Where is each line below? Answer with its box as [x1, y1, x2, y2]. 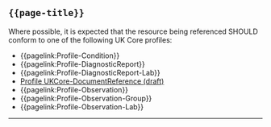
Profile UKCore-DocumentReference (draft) [19, 76, 165, 86]
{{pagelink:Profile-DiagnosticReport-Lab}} [19, 68, 161, 77]
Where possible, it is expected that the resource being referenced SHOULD [8, 27, 258, 36]
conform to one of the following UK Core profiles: [8, 35, 173, 44]
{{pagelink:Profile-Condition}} [19, 51, 120, 60]
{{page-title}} [8, 7, 85, 19]
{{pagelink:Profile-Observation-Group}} [19, 93, 152, 103]
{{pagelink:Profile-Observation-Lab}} [19, 101, 144, 112]
